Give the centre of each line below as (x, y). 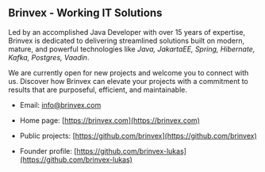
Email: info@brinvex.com (60, 105)
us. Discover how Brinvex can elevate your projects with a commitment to (128, 81)
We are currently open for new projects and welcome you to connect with (129, 73)
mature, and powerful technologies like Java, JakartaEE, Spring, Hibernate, (132, 49)
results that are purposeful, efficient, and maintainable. (98, 90)
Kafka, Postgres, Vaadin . (49, 57)
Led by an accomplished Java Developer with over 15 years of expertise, (127, 32)
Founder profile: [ (48, 151)
